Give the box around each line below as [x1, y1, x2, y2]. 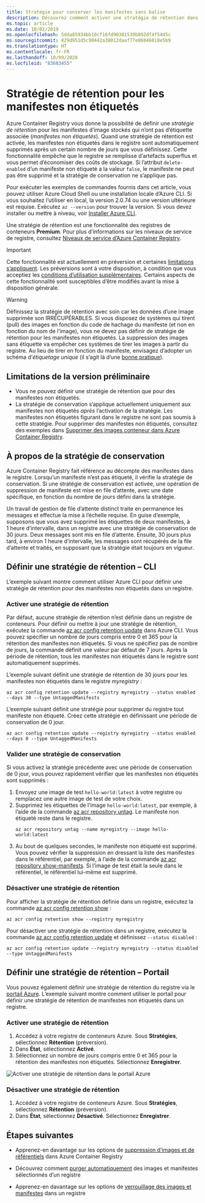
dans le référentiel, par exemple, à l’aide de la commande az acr [15, 855, 177, 863]
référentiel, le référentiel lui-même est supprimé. [15, 869, 138, 876]
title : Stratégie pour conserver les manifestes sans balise [6, 9, 166, 15]
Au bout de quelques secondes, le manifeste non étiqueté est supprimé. [15, 842, 198, 850]
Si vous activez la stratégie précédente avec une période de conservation [6, 763, 192, 771]
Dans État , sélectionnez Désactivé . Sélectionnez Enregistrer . [15, 1112, 171, 1120]
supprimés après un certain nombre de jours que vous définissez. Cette [6, 146, 188, 153]
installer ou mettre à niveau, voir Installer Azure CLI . [6, 209, 136, 217]
